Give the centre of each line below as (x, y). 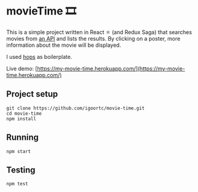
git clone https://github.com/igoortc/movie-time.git (76, 108)
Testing (21, 170)
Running (23, 138)
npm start (19, 151)
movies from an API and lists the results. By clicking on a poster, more (93, 38)
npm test (17, 184)
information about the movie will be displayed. (64, 45)
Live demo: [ (22, 68)
